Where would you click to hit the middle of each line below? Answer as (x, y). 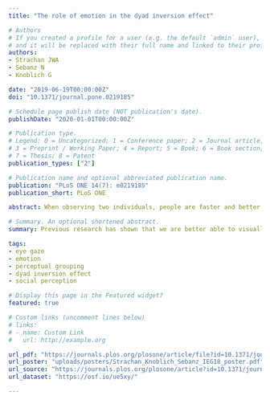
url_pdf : (23, 354)
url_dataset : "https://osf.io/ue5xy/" (73, 377)
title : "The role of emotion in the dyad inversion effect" (111, 16)
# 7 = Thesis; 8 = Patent (51, 156)
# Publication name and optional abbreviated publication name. (118, 178)
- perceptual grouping (46, 266)
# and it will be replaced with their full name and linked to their (127, 45)
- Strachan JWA (34, 60)
